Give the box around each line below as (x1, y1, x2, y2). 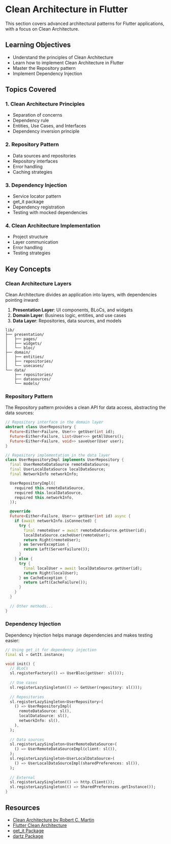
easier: (5, 637, 20, 643)
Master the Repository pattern (12, 65, 76, 71)
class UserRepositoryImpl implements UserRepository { (5, 457, 124, 462)
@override (10, 509, 31, 514)
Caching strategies (12, 169, 52, 175)
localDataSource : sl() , (18, 714, 70, 719)
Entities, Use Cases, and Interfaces (12, 123, 87, 129)
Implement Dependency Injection (12, 70, 82, 76)
